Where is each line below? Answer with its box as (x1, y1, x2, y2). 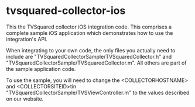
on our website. (6, 95, 44, 102)
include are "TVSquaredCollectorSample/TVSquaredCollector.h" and (6, 53, 172, 60)
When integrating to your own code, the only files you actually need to (6, 47, 176, 53)
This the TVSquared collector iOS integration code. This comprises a (6, 23, 172, 30)
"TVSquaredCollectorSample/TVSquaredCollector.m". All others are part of (6, 59, 187, 66)
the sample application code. (6, 65, 76, 72)
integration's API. (6, 35, 48, 42)
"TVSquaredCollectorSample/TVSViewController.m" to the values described (6, 89, 190, 96)
